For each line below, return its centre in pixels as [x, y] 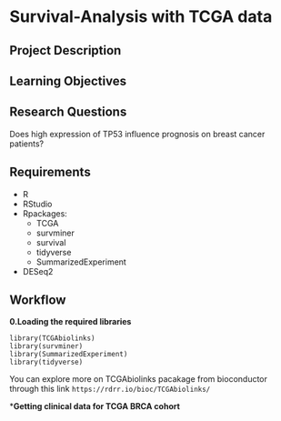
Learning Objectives [68, 80]
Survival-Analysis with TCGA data [141, 17]
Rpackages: [45, 213]
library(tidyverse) [46, 362]
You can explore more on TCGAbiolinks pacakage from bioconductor [139, 379]
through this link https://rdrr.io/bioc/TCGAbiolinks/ [110, 389]
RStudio [37, 204]
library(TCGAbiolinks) [52, 338]
